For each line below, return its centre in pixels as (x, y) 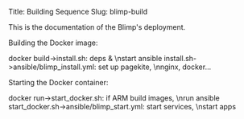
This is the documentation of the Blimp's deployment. (97, 27)
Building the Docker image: (53, 43)
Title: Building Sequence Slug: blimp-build (78, 12)
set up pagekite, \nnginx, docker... (155, 67)
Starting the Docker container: (58, 82)
